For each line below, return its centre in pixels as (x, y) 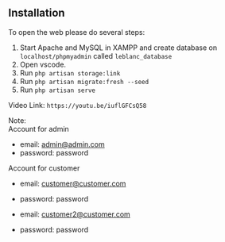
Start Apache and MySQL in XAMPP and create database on (118, 48)
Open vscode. (43, 64)
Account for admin (39, 129)
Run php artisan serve (57, 90)
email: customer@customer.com (73, 183)
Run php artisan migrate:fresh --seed (84, 81)
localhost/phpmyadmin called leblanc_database (96, 56)
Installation (37, 13)
